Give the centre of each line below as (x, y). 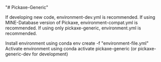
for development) (50, 54)
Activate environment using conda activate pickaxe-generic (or (71, 49)
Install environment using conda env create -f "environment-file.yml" (77, 43)
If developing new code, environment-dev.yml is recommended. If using (80, 17)
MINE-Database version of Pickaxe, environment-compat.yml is (72, 23)
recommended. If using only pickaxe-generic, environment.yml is (73, 28)
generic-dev (18, 54)
